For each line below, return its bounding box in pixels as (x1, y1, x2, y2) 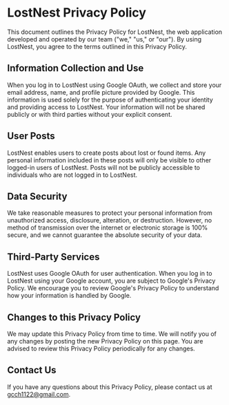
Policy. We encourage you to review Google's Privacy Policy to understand (7, 284, 219, 292)
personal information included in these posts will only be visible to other (7, 156, 212, 164)
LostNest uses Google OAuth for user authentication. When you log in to (7, 270, 212, 278)
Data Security (7, 190, 68, 202)
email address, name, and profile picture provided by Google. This (7, 88, 195, 96)
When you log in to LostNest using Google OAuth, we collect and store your (7, 81, 222, 89)
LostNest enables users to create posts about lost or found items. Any (7, 149, 206, 157)
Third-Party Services (7, 251, 100, 263)
